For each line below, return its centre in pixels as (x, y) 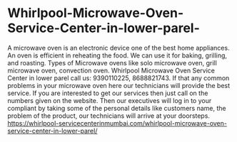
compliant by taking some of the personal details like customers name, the (117, 108)
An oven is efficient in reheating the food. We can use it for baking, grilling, (117, 55)
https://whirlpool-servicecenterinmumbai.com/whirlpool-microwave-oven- (117, 123)
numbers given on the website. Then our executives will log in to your (110, 100)
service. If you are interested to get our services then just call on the (108, 93)
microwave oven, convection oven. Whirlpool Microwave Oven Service (111, 70)
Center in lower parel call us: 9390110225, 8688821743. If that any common (118, 78)
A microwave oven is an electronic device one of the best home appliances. (118, 48)
